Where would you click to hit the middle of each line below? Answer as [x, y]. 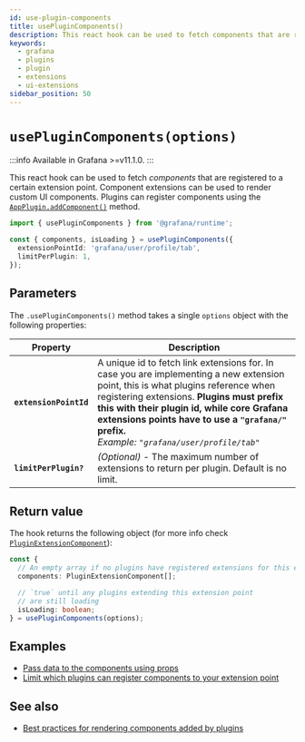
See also [34, 706]
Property [51, 347]
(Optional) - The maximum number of [178, 456]
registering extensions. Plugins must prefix [190, 396]
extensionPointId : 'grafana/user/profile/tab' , [109, 249]
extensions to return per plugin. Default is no [192, 468]
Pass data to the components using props [100, 669]
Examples [38, 646]
